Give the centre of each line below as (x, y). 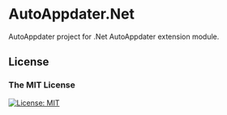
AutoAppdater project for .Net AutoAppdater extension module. (114, 36)
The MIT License (42, 85)
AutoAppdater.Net (72, 14)
